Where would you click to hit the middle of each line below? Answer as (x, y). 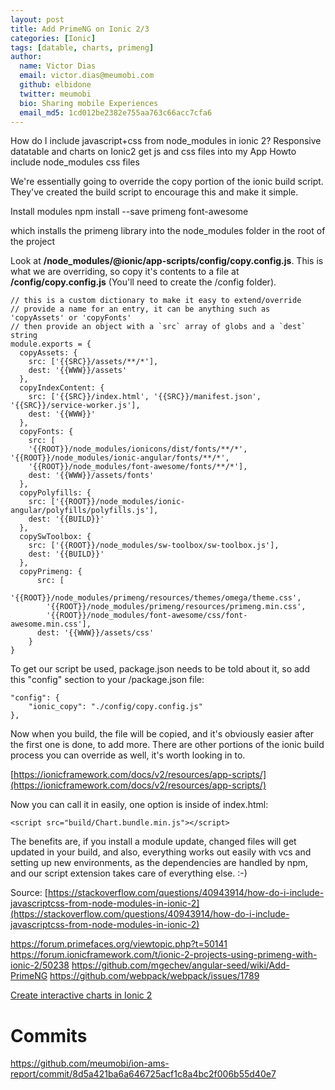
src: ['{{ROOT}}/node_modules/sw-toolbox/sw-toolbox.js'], (154, 546)
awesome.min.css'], (51, 624)
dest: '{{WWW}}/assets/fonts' (91, 476)
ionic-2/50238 (40, 965)
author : (26, 57)
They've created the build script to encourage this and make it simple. (154, 192)
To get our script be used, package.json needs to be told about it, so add (160, 669)
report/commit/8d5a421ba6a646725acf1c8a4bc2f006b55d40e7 (143, 1074)
